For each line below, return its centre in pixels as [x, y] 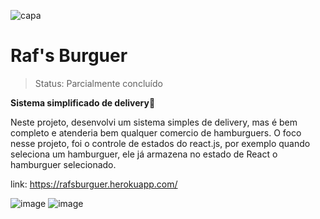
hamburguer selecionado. [63, 164]
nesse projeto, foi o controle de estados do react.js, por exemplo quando [160, 143]
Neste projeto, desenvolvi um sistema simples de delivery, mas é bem [154, 122]
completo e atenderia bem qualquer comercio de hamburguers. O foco [156, 132]
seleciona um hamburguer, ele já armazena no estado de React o [144, 154]
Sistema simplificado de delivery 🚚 [83, 102]
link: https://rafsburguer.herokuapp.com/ [94, 184]
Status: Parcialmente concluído [98, 83]
